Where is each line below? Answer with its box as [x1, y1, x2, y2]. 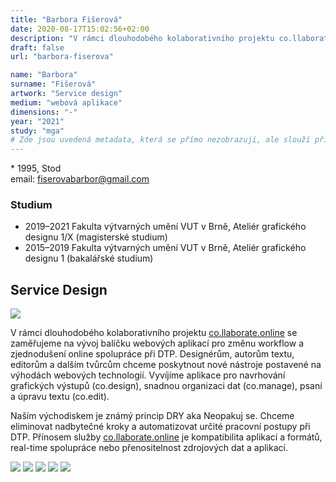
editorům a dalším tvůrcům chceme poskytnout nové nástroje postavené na [10, 359, 322, 371]
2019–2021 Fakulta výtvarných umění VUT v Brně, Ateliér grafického [24, 221, 307, 233]
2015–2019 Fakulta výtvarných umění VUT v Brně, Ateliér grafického [24, 242, 307, 254]
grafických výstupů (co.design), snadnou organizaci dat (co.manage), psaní [10, 380, 323, 392]
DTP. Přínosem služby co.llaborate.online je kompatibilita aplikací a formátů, [10, 431, 323, 443]
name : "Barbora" [10, 70, 78, 80]
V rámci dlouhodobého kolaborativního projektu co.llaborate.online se [10, 327, 298, 339]
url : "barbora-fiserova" [10, 52, 114, 62]
